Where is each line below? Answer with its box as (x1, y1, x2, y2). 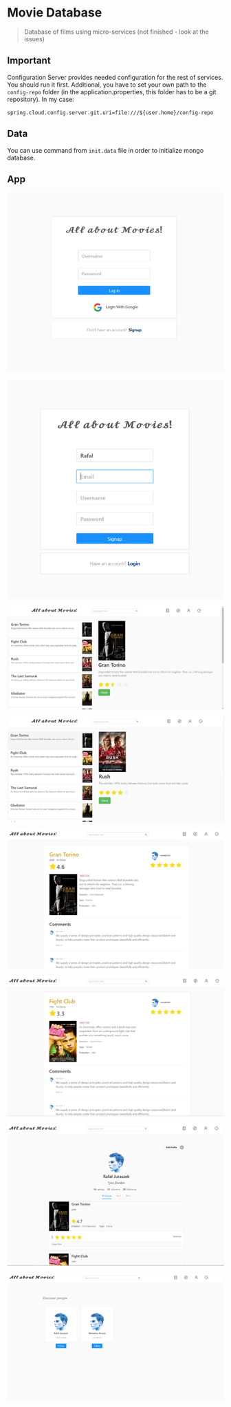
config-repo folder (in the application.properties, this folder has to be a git (7, 87, 217, 96)
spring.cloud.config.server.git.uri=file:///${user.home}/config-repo (7, 109, 214, 116)
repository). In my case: (7, 95, 74, 103)
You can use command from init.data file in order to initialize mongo (7, 146, 204, 154)
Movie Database (7, 5, 102, 21)
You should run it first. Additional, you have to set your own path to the (7, 80, 207, 89)
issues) (23, 34, 45, 43)
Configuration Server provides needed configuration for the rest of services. (7, 73, 223, 81)
